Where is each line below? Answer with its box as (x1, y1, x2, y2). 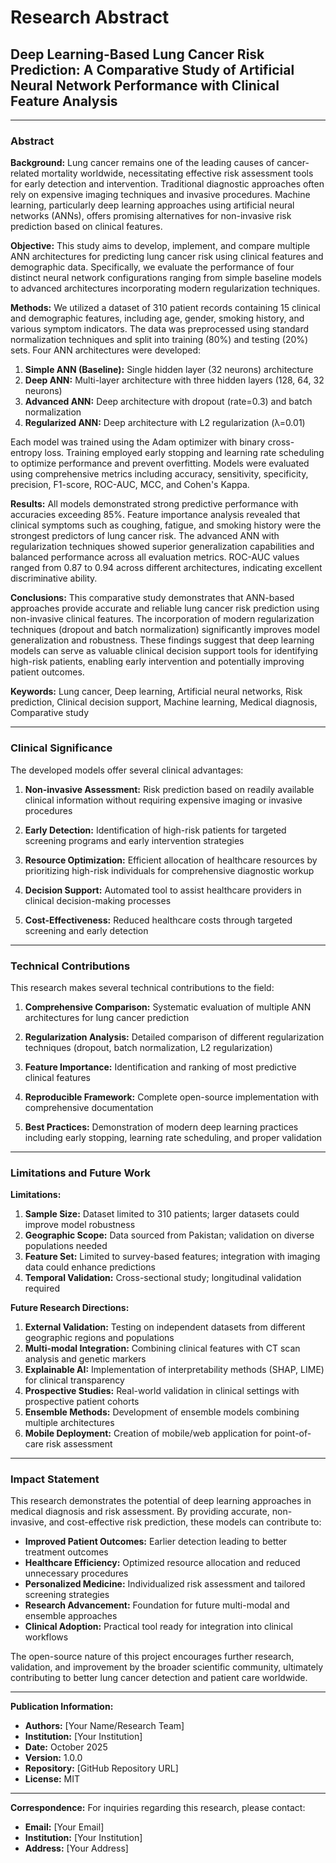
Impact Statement (10, 1472, 100, 1486)
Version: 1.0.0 (24, 1752, 83, 1764)
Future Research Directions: (10, 1302, 130, 1314)
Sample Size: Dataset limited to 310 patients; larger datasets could (24, 1208, 300, 1220)
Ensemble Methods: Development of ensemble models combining (24, 1406, 300, 1418)
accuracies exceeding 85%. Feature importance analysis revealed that (10, 509, 301, 521)
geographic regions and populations (24, 1332, 175, 1344)
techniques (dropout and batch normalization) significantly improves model (10, 624, 320, 636)
